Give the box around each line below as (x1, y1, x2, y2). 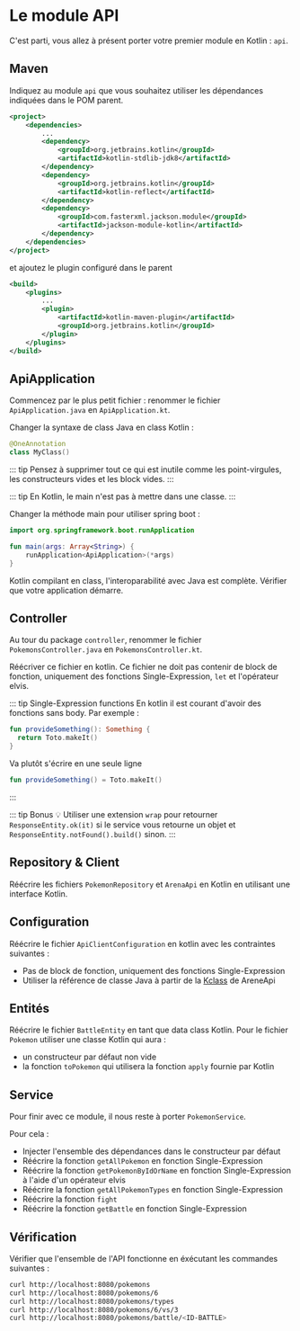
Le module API (9, 5, 119, 26)
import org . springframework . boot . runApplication (9, 526, 195, 535)
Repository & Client (9, 855, 119, 871)
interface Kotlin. (9, 888, 68, 899)
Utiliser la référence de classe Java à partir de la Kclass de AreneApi (22, 975, 276, 986)
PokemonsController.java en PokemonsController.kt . (9, 644, 203, 655)
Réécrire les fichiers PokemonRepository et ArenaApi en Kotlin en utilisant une (9, 879, 290, 889)
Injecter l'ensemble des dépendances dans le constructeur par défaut (22, 1146, 281, 1157)
